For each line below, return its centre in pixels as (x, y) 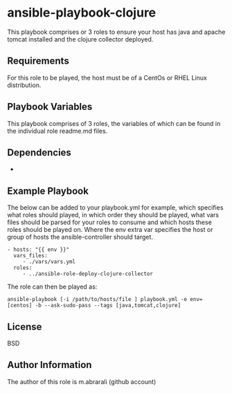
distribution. (24, 85)
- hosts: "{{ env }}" (38, 250)
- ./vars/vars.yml (49, 262)
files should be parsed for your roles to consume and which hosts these (110, 222)
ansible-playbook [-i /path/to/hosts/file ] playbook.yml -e (97, 300)
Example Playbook (48, 191)
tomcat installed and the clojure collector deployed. (80, 39)
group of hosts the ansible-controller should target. (80, 237)
